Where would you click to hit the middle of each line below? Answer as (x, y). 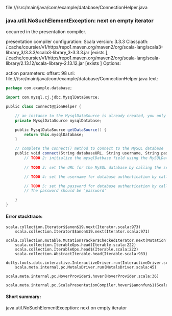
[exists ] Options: (103, 63)
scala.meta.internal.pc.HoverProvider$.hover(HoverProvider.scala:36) (82, 276)
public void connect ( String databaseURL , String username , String (87, 153)
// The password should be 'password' (65, 191)
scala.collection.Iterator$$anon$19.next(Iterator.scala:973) (73, 227)
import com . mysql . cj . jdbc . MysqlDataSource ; (53, 97)
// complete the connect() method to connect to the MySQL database (89, 149)
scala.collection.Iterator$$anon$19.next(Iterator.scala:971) (82, 232)
